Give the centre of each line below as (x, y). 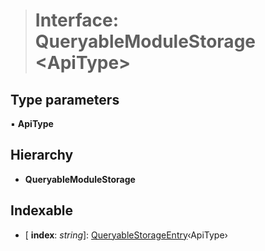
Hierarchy (42, 155)
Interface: (77, 20)
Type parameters (65, 99)
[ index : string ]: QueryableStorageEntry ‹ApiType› (126, 235)
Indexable (42, 210)
